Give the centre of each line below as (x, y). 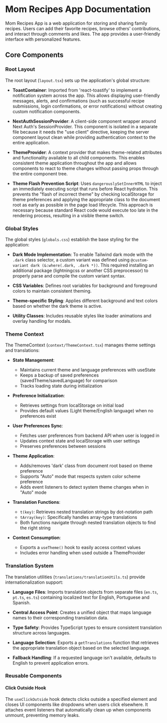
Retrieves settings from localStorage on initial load (72, 405)
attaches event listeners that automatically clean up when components (78, 709)
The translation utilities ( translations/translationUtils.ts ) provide (75, 577)
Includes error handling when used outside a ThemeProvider (82, 553)
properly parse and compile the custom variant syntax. (69, 276)
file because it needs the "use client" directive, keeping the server (81, 132)
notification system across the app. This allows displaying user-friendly (86, 95)
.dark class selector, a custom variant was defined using (71, 259)
